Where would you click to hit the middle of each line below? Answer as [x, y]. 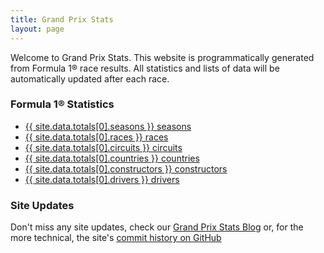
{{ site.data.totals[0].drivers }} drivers [102, 179]
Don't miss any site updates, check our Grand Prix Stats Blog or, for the [157, 227]
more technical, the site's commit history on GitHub [116, 238]
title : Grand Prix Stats [62, 19]
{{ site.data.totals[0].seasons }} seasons [108, 126]
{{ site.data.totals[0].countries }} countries [112, 158]
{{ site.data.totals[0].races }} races [96, 137]
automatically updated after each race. [90, 78]
